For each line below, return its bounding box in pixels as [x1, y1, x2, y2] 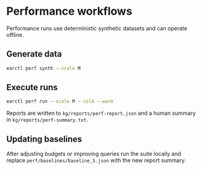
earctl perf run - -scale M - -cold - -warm [6, 98, 114, 105]
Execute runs [6, 82, 58, 93]
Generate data [6, 49, 62, 60]
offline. [6, 31, 24, 38]
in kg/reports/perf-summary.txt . [6, 116, 88, 123]
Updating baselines [6, 134, 83, 144]
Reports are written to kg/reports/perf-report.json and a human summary [6, 109, 196, 117]
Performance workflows [6, 4, 133, 18]
